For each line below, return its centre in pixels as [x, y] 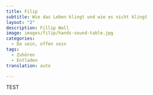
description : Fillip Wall [37, 28]
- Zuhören [23, 55]
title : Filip [22, 11]
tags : [13, 50]
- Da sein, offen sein [39, 44]
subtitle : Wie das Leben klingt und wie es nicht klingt [77, 17]
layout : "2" [20, 22]
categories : [20, 38]
